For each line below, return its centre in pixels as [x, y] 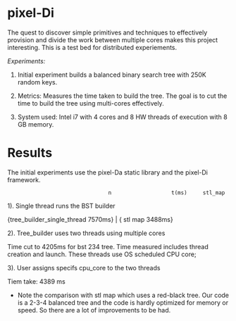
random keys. [37, 82]
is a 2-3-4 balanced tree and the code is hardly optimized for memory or [123, 302]
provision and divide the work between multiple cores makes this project [113, 39]
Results [30, 153]
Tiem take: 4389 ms [36, 281]
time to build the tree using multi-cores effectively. [91, 103]
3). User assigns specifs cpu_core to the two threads [84, 267]
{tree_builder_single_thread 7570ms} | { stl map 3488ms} [91, 219]
